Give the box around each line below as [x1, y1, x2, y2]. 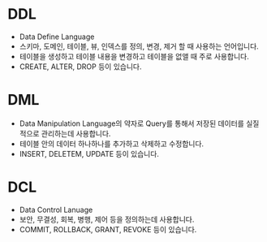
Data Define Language [19, 32, 95, 41]
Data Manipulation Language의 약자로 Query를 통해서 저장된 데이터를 [19, 119, 244, 128]
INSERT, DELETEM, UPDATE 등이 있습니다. [19, 149, 160, 158]
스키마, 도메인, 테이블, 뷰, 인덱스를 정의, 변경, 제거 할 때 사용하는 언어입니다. [19, 41, 259, 51]
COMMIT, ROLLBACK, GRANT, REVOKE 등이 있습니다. [19, 224, 197, 234]
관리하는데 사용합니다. [41, 128, 111, 138]
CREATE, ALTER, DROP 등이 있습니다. [19, 62, 142, 71]
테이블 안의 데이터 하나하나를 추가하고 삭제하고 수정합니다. [19, 139, 205, 149]
